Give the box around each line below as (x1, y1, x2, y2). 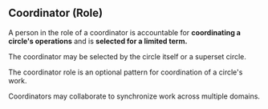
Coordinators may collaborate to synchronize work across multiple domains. (8, 91, 261, 101)
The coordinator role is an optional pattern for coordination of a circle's (8, 67, 243, 77)
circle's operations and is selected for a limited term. (8, 36, 188, 46)
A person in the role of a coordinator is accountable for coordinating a (8, 27, 241, 37)
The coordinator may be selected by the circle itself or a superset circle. (8, 51, 247, 61)
